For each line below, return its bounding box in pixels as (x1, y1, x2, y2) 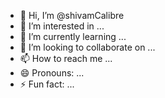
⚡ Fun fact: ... (19, 78, 75, 90)
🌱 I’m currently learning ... (19, 31, 127, 42)
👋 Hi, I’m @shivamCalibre (19, 10, 125, 21)
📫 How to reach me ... (19, 53, 113, 64)
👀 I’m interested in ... (19, 20, 105, 32)
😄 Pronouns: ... (19, 67, 85, 79)
